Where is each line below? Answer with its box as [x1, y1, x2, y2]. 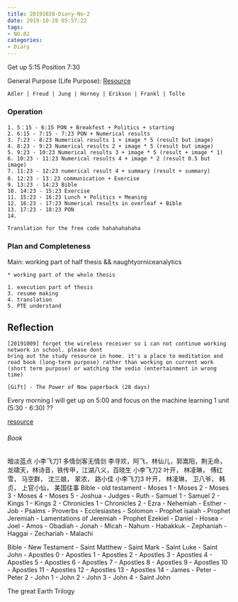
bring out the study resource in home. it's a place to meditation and [7, 353, 223, 360]
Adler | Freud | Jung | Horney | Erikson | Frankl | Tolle [7, 90, 186, 97]
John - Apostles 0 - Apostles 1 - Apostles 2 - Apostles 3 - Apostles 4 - [7, 550, 213, 559]
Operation [7, 106, 43, 116]
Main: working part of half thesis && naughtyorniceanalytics [7, 257, 182, 266]
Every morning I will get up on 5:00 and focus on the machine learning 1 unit [7, 396, 229, 405]
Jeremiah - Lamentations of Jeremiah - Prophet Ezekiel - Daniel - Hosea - [7, 514, 223, 522]
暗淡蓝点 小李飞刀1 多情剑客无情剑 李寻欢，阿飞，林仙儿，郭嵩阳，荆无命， [7, 456, 227, 465]
